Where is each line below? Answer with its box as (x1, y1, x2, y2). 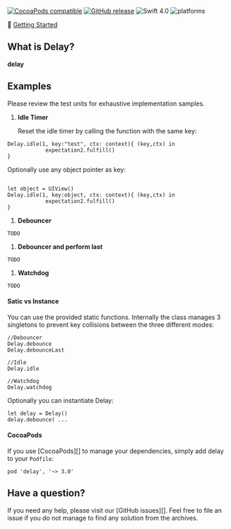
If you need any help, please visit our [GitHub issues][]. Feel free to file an (7, 506, 223, 514)
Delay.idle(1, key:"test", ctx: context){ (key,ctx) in (7, 140, 175, 147)
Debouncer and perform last (17, 242, 103, 251)
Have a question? (7, 487, 86, 499)
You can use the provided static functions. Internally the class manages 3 (7, 313, 221, 321)
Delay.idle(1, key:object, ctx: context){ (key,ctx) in (7, 191, 175, 199)
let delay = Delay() (7, 410, 69, 417)
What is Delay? (7, 41, 75, 53)
